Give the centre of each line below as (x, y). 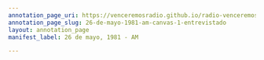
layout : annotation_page (49, 30)
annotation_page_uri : (44, 15)
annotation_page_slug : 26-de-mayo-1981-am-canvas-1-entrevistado (117, 23)
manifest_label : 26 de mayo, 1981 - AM (73, 37)
